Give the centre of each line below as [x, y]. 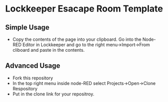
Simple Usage [27, 27]
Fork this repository [33, 78]
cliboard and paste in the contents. [49, 50]
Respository [25, 88]
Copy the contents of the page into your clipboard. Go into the [77, 39]
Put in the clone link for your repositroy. [53, 94]
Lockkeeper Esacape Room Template [84, 9]
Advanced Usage [33, 66]
